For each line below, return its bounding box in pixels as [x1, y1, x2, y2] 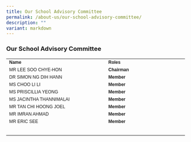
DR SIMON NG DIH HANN [9, 74, 62, 80]
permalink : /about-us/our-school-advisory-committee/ [6, 14, 142, 20]
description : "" [6, 20, 46, 25]
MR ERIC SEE [9, 118, 39, 124]
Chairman [108, 66, 129, 73]
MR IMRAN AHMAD [9, 111, 49, 117]
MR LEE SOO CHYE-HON [9, 66, 62, 73]
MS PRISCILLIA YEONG [9, 89, 58, 95]
